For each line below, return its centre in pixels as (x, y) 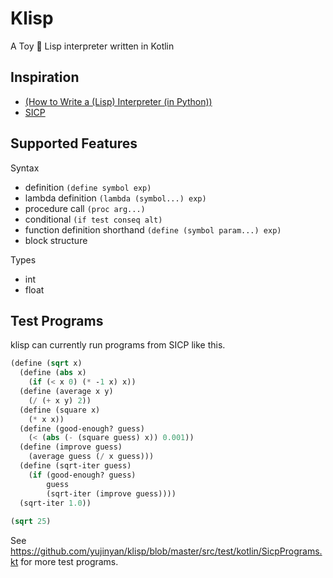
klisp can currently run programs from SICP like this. (118, 345)
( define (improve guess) (71, 447)
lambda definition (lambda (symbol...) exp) (115, 198)
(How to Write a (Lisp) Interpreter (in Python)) (118, 101)
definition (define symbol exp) (88, 187)
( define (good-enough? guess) (82, 428)
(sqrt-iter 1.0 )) (55, 503)
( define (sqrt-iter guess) (75, 466)
